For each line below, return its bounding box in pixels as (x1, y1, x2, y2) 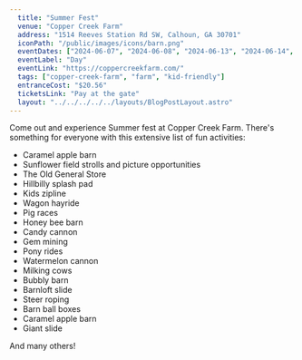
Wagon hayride (22, 198, 80, 209)
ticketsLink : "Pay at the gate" (17, 89, 141, 98)
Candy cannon (22, 227, 78, 238)
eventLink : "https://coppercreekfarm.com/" (17, 64, 184, 73)
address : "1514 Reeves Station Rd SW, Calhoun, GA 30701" (17, 30, 242, 39)
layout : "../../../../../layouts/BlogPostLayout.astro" (17, 97, 233, 107)
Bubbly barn (22, 275, 69, 286)
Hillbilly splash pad (22, 179, 93, 190)
